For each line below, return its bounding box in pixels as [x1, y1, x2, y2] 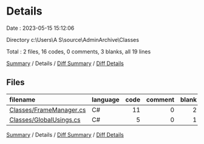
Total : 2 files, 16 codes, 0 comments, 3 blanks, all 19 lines [6, 47, 151, 55]
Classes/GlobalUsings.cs [9, 115, 81, 124]
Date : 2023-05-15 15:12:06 [6, 24, 75, 32]
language [92, 95, 120, 104]
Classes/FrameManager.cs [9, 105, 86, 114]
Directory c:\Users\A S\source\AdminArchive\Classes [6, 36, 140, 43]
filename [9, 95, 36, 104]
